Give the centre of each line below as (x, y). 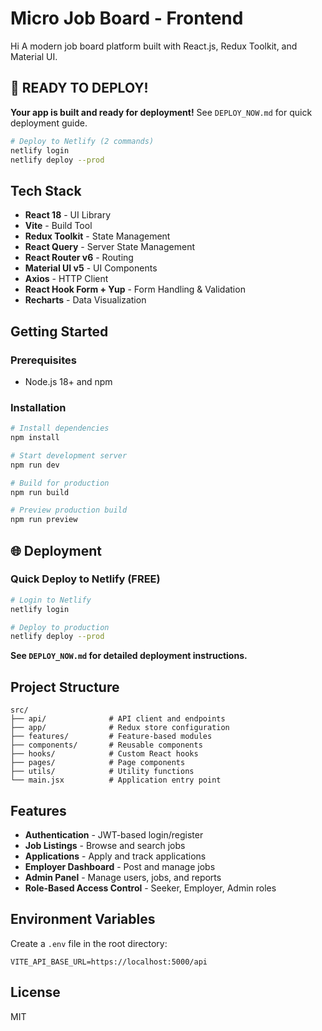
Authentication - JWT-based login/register (114, 834)
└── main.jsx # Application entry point (116, 780)
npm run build (40, 492)
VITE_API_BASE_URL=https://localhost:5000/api (109, 962)
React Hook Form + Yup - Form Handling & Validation (135, 289)
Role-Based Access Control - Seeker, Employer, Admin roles (150, 888)
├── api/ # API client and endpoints (118, 719)
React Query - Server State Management (110, 247)
